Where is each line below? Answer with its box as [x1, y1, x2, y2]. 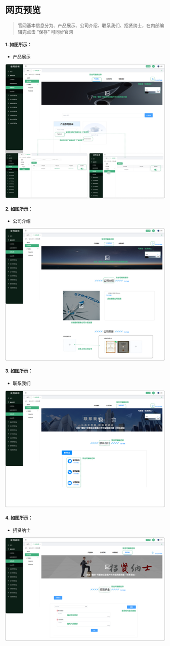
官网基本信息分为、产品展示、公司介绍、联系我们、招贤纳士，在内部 [17, 22, 160, 28]
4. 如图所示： [5, 514, 33, 521]
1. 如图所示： [5, 41, 32, 47]
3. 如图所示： [5, 368, 33, 374]
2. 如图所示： [5, 206, 33, 212]
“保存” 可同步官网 [36, 28, 73, 35]
